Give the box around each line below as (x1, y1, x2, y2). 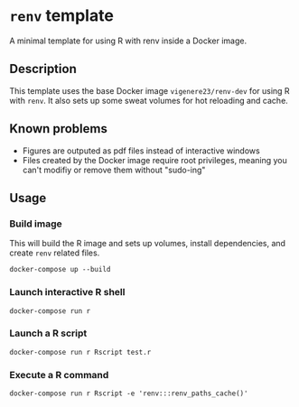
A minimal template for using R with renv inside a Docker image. (9, 35, 247, 46)
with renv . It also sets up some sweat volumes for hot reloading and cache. (9, 95, 289, 106)
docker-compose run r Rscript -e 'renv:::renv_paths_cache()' (9, 389, 248, 398)
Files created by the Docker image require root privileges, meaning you (22, 154, 287, 165)
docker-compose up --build (9, 265, 111, 274)
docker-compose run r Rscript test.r (9, 347, 152, 356)
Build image (9, 217, 63, 230)
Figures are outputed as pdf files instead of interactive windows (22, 145, 260, 156)
